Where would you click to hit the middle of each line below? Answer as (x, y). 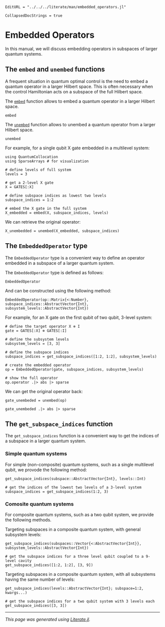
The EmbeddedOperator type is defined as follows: (55, 272)
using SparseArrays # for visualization (47, 161)
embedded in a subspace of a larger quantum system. (60, 263)
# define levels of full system (38, 170)
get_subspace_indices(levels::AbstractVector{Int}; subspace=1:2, (74, 588)
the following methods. (28, 520)
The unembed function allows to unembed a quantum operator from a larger (80, 124)
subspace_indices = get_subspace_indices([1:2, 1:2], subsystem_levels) (81, 356)
